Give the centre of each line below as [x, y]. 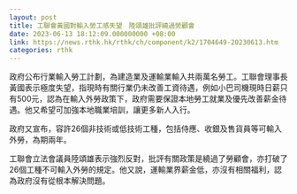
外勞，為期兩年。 [40, 140]
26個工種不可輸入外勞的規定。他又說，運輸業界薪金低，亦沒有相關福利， [142, 170]
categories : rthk [41, 50]
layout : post [33, 17]
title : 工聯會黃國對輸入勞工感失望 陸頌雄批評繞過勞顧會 [102, 26]
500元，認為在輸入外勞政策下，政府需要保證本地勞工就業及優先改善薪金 [148, 99]
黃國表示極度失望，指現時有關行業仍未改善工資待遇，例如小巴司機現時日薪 [145, 88]
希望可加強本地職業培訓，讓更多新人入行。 [117, 110]
